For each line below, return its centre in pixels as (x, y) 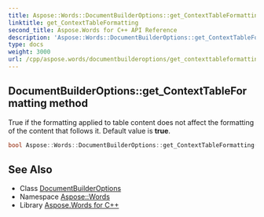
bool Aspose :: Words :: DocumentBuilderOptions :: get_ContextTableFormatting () (135, 145)
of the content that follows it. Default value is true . (90, 131)
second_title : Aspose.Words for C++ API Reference (93, 30)
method (69, 103)
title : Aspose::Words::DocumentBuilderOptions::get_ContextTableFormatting (135, 15)
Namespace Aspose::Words (64, 197)
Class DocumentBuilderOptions (70, 189)
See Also (30, 169)
